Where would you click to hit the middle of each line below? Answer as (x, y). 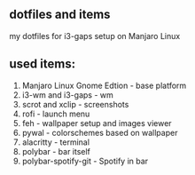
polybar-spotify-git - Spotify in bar (85, 161)
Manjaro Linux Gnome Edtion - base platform (104, 85)
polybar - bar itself (56, 151)
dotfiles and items (60, 15)
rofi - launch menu (56, 114)
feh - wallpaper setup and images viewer (97, 123)
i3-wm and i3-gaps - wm (67, 95)
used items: (43, 64)
